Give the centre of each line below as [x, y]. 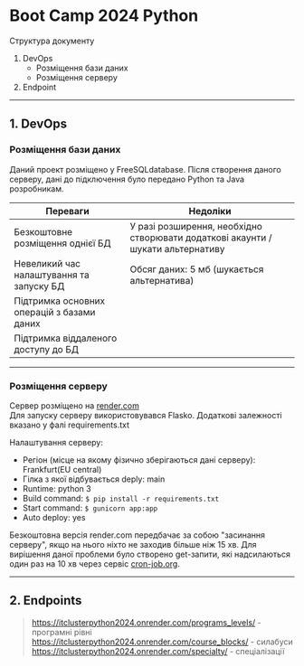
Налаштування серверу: [57, 442]
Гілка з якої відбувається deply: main [94, 479]
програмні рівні [62, 632]
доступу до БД [47, 349]
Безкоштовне [43, 231]
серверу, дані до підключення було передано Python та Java [127, 179]
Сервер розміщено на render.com [75, 405]
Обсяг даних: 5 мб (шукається [197, 269]
